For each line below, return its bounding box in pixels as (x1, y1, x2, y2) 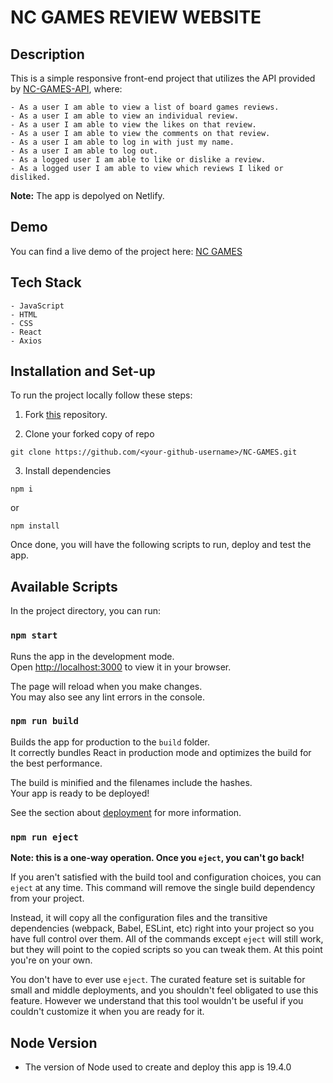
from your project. (10, 892, 85, 905)
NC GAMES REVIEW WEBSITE (10, 6, 262, 29)
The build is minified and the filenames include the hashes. (10, 776, 253, 788)
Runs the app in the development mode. (10, 650, 175, 662)
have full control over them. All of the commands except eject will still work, (10, 933, 324, 945)
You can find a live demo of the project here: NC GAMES (10, 245, 243, 257)
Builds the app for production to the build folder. (10, 736, 211, 748)
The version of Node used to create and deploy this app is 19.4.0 (24, 1061, 292, 1073)
